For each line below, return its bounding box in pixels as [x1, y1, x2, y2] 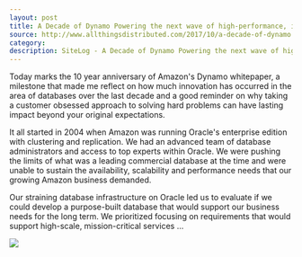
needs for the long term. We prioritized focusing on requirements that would [9, 211, 291, 222]
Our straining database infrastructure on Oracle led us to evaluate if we [9, 192, 272, 203]
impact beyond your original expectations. [9, 110, 165, 120]
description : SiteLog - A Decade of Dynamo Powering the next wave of [9, 47, 280, 56]
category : [9, 38, 47, 48]
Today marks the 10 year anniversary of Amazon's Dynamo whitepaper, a [9, 71, 280, 82]
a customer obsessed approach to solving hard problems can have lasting [9, 100, 284, 111]
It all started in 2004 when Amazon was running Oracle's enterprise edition [9, 127, 288, 137]
